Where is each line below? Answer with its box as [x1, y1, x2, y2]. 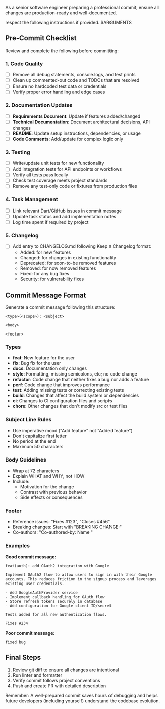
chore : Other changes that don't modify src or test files [12, 403, 128, 409]
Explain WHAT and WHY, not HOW [12, 473, 85, 479]
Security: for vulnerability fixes [20, 276, 84, 282]
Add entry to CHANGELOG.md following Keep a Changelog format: [12, 243, 152, 249]
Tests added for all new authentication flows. [5, 612, 107, 617]
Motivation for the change [20, 484, 74, 490]
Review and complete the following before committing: [5, 48, 119, 54]
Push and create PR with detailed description [12, 683, 106, 689]
